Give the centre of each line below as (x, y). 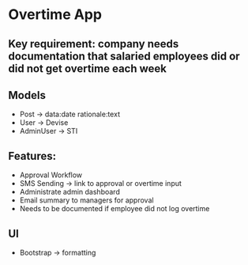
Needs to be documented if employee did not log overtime (115, 209)
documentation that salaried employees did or (124, 56)
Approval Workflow (51, 175)
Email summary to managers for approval (86, 200)
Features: (32, 156)
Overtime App (55, 15)
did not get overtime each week (88, 68)
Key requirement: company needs (94, 44)
